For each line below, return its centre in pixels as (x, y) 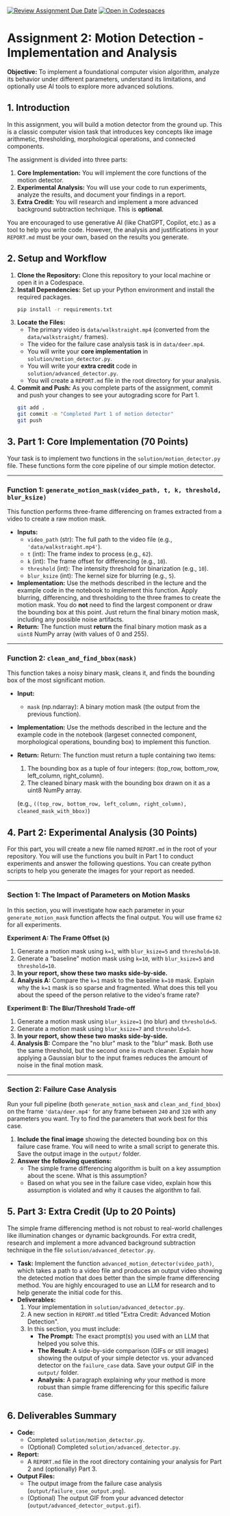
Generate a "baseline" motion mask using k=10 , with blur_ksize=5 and (115, 958)
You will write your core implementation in (88, 351)
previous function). (54, 714)
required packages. (44, 297)
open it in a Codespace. (50, 282)
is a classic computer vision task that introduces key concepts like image (110, 132)
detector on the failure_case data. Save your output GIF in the (126, 1365)
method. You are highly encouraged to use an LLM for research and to (116, 1285)
